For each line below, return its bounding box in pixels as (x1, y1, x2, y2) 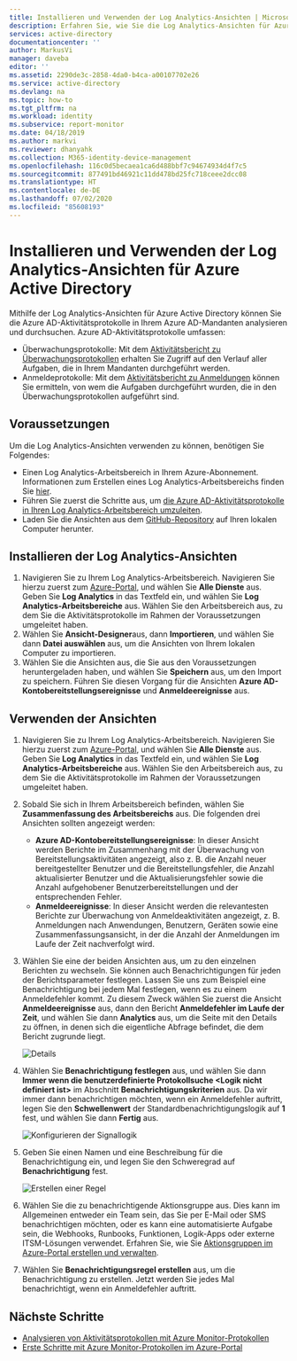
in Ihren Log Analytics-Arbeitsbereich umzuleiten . (21, 505, 203, 515)
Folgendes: (9, 450, 50, 460)
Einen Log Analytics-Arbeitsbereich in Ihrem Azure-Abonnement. (21, 466, 259, 477)
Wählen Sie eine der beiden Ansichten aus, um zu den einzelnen (21, 956, 256, 966)
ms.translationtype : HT (9, 178, 97, 187)
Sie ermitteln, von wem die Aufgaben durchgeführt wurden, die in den (21, 381, 277, 392)
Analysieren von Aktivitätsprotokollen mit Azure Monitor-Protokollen (21, 1332, 270, 1343)
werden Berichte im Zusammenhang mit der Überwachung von (34, 844, 265, 856)
